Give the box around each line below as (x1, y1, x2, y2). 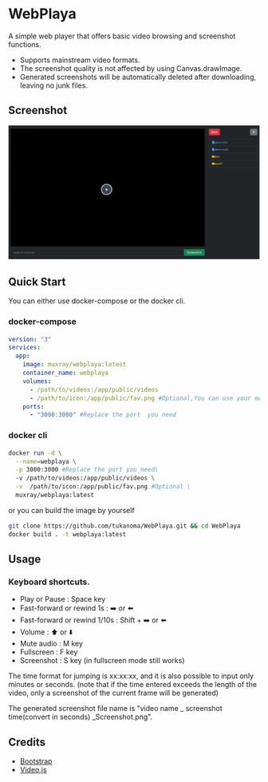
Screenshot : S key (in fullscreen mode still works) (19, 656, 185, 665)
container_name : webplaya (22, 369, 109, 377)
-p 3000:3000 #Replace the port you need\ (15, 466, 159, 474)
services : (8, 344, 41, 352)
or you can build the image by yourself (8, 505, 136, 515)
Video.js (19, 765, 47, 775)
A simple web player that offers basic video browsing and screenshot (8, 31, 236, 41)
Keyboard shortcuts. (8, 576, 90, 587)
